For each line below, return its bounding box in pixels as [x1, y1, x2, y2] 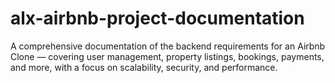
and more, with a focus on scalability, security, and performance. [10, 61, 278, 73]
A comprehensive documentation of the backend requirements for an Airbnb [10, 40, 326, 52]
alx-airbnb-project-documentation [10, 7, 305, 30]
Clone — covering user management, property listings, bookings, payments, [10, 50, 325, 62]
